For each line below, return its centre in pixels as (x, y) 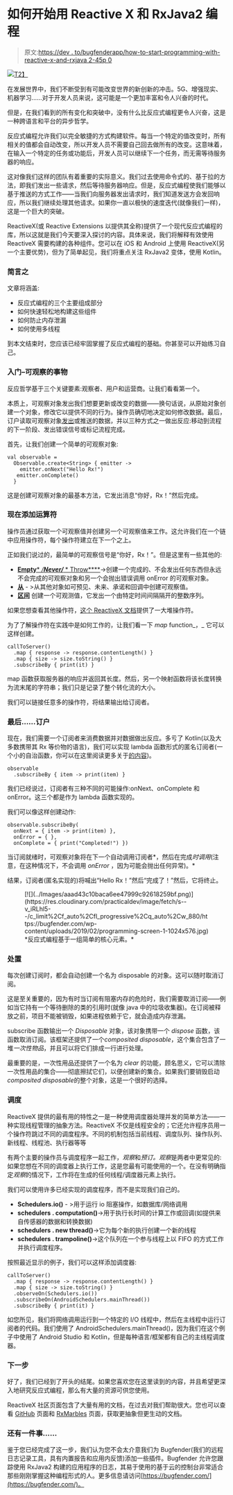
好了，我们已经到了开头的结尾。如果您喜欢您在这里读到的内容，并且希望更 (113, 1382)
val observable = (32, 457)
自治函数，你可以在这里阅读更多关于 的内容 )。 (90, 755)
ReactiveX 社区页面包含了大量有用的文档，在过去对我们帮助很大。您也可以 (113, 1405)
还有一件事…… (32, 1433)
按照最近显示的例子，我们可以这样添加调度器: (72, 1262)
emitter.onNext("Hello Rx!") (62, 469)
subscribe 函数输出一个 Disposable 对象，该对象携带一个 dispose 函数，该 (114, 1031)
